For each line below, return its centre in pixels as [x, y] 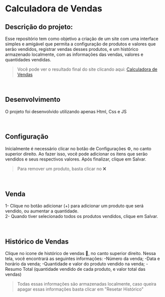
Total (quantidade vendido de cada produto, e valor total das [84, 269]
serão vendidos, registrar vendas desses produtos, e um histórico [72, 49]
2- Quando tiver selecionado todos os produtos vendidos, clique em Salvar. [82, 216]
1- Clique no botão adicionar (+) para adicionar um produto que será [74, 206]
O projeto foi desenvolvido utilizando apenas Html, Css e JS [66, 111]
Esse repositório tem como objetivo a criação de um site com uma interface [82, 39]
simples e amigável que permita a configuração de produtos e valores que [81, 44]
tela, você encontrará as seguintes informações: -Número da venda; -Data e [82, 259]
